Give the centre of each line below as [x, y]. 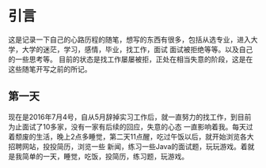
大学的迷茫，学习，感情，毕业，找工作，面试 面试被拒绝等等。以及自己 [137, 49]
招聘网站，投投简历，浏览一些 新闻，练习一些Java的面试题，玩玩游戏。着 [128, 146]
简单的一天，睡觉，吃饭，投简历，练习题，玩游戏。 [105, 156]
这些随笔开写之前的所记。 [50, 69]
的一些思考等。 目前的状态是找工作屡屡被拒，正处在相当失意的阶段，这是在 [131, 59]
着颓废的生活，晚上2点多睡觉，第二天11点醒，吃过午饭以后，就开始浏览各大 [131, 136]
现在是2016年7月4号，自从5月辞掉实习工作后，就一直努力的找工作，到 [123, 117]
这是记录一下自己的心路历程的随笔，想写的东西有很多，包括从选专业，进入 [129, 39]
